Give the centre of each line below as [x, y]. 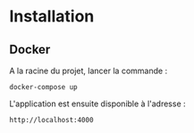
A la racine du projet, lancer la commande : [89, 71]
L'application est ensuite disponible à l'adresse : [97, 104]
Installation [52, 17]
